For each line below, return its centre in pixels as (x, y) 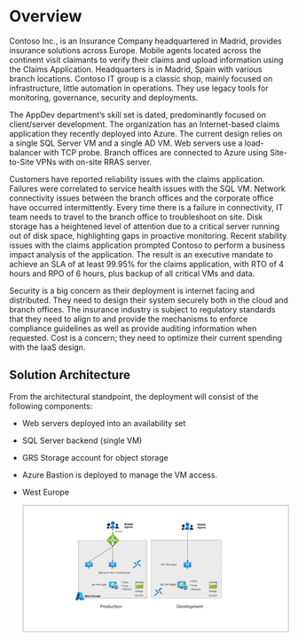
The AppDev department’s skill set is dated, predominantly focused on (137, 115)
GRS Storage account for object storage (95, 457)
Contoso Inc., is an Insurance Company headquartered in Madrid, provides (145, 41)
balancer (25, 152)
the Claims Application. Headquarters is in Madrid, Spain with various (136, 69)
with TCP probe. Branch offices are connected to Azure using (156, 152)
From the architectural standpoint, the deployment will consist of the (134, 396)
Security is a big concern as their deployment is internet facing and (132, 290)
